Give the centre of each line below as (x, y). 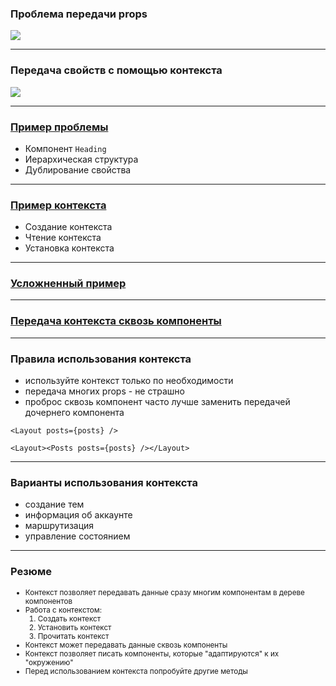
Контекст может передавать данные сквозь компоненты (126, 645)
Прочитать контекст (73, 636)
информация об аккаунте (78, 515)
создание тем (54, 504)
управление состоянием (77, 536)
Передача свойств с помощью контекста (116, 70)
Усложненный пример (68, 284)
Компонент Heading (65, 148)
